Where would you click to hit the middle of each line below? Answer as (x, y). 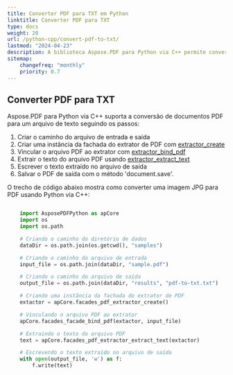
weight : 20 (23, 33)
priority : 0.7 (40, 71)
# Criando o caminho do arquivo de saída (80, 277)
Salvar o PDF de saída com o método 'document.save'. (95, 174)
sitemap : (20, 59)
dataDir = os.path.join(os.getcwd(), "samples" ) (91, 245)
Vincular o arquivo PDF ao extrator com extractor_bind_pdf (101, 152)
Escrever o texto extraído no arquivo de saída (82, 166)
